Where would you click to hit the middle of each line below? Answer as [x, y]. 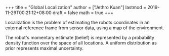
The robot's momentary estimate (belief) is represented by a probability [80, 38]
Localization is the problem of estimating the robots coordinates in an [77, 22]
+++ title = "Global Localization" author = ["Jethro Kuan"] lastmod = [76, 7]
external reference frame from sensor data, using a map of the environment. [85, 28]
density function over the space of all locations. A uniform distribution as [81, 43]
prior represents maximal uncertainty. [44, 48]
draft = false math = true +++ [83, 13]
